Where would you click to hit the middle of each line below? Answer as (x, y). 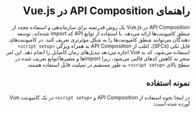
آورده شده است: (171, 104)
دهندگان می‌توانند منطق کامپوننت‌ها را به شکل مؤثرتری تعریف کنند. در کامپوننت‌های (99, 39)
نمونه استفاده (168, 83)
